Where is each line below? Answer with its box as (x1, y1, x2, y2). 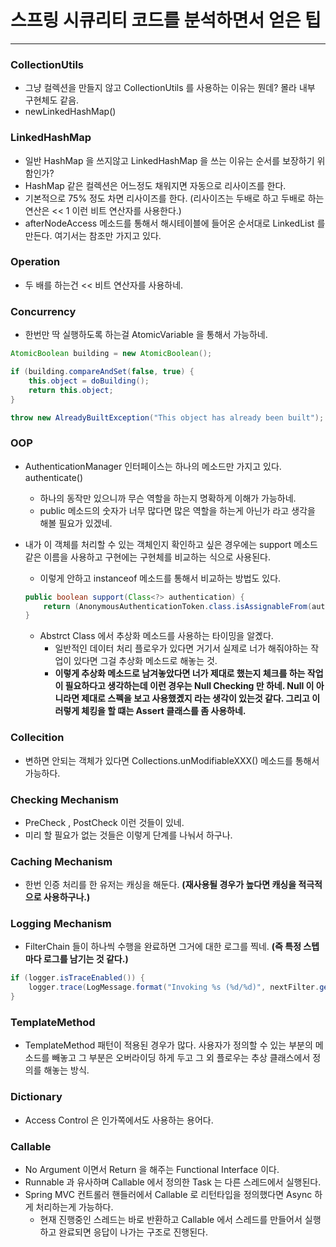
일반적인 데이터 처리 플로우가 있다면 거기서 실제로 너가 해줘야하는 (54, 642, 309, 655)
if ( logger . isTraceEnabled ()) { (10, 973, 145, 983)
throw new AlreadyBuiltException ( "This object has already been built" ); (10, 412, 325, 423)
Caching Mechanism (10, 854, 113, 868)
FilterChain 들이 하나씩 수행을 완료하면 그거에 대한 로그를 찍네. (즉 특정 (24, 941, 302, 953)
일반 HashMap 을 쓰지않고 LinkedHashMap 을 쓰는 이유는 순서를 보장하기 (24, 154, 315, 166)
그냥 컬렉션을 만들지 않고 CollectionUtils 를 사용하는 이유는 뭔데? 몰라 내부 (24, 82, 316, 94)
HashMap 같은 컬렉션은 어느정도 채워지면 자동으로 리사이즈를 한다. (24, 179, 287, 191)
